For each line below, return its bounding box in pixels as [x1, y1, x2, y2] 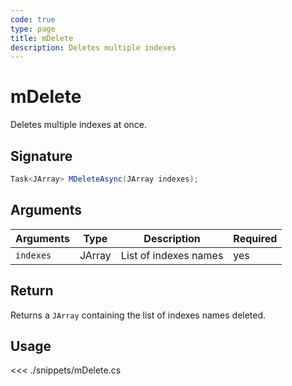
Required [233, 231, 278, 245]
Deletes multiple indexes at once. [10, 119, 148, 131]
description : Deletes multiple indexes [10, 42, 177, 53]
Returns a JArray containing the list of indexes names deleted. [10, 309, 267, 321]
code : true [10, 14, 56, 25]
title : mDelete [10, 33, 74, 43]
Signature [10, 147, 73, 165]
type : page [10, 24, 56, 34]
